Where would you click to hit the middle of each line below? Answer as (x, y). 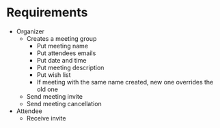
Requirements (47, 13)
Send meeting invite (55, 96)
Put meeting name (63, 46)
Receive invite (46, 118)
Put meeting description (70, 67)
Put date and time (61, 60)
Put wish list (54, 75)
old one (47, 89)
